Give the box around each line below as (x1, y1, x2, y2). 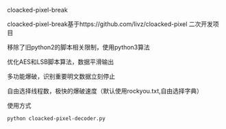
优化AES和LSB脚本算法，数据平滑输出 (7, 58, 114, 66)
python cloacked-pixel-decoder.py (7, 115, 106, 122)
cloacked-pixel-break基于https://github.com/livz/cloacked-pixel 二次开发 (7, 20, 214, 28)
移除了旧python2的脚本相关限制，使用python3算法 (7, 43, 150, 51)
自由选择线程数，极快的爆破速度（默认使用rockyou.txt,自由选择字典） (7, 87, 203, 95)
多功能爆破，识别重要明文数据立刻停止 (7, 72, 115, 80)
